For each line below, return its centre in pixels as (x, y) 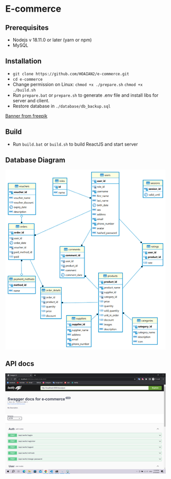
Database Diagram (35, 160)
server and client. (31, 100)
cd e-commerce (27, 79)
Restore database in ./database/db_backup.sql (62, 106)
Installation (23, 61)
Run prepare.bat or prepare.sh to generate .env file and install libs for (85, 95)
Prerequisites (27, 28)
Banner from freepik (26, 116)
